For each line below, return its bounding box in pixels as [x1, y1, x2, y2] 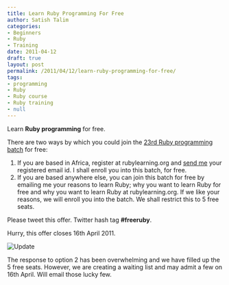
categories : [7, 23, 41, 30]
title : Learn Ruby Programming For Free [7, 10, 125, 17]
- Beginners [7, 29, 41, 36]
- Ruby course [7, 93, 48, 100]
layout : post [7, 61, 45, 68]
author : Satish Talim [7, 16, 69, 23]
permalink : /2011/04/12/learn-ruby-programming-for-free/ [7, 67, 176, 74]
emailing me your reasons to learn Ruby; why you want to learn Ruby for [16, 180, 221, 189]
